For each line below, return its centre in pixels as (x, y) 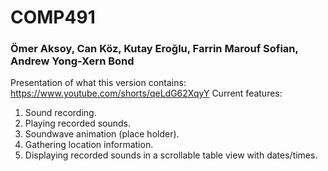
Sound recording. (60, 113)
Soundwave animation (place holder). (102, 134)
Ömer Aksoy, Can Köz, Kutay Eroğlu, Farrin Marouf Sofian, (154, 49)
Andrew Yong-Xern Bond (72, 61)
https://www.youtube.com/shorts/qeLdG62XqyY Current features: (146, 93)
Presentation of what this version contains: (98, 83)
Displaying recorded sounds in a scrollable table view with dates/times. (171, 155)
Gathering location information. (89, 145)
